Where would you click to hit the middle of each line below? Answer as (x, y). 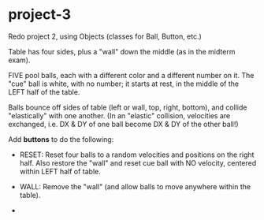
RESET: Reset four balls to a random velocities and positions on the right (137, 155)
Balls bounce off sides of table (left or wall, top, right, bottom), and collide (128, 107)
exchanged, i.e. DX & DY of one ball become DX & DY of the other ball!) (123, 124)
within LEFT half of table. (60, 171)
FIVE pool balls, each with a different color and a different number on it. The (131, 75)
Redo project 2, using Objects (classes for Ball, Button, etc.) (105, 36)
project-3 (40, 15)
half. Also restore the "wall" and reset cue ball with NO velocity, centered (138, 162)
